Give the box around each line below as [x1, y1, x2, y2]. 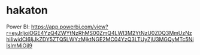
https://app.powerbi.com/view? [31, 23, 109, 30]
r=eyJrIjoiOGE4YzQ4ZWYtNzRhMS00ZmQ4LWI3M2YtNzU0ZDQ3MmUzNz [6, 29, 193, 36]
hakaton [6, 4, 48, 17]
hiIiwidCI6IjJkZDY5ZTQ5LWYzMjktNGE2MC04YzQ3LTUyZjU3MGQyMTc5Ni [6, 35, 194, 43]
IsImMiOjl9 [6, 42, 33, 49]
